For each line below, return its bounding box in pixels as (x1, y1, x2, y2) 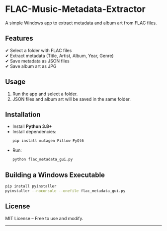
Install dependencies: (12, 129, 57, 135)
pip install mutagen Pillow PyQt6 (12, 138, 84, 143)
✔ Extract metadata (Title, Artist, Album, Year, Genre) (5, 53, 114, 58)
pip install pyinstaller (5, 183, 57, 189)
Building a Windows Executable (5, 171, 105, 179)
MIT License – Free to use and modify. (5, 215, 83, 221)
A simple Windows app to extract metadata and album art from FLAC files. (5, 20, 157, 26)
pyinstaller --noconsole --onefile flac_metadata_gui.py (5, 188, 126, 193)
